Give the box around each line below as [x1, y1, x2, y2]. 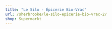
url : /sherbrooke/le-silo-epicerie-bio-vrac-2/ [5, 12, 107, 17]
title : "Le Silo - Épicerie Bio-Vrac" [5, 7, 87, 12]
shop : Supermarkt [5, 16, 42, 21]
